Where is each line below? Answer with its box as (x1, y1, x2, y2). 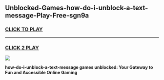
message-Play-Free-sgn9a (5, 12, 89, 20)
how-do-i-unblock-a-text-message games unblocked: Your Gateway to (5, 64, 153, 70)
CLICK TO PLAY (5, 26, 43, 33)
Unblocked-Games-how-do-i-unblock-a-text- (5, 4, 148, 12)
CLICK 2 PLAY (5, 44, 39, 51)
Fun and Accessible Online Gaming (5, 69, 78, 75)
